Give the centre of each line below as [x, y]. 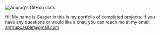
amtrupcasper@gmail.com [32, 27]
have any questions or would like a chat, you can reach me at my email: [78, 22]
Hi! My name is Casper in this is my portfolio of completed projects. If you [80, 17]
